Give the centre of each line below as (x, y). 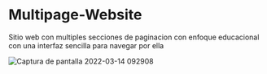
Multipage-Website (75, 15)
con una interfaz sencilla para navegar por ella (86, 45)
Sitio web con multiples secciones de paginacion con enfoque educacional (134, 37)
